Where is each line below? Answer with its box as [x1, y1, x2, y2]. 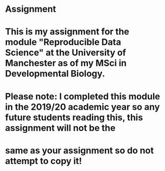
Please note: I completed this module [5, 90, 161, 102]
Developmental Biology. [5, 68, 105, 80]
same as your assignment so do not [5, 145, 154, 156]
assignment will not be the [5, 122, 116, 133]
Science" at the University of [5, 47, 126, 58]
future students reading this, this [5, 112, 143, 123]
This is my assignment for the [5, 26, 129, 38]
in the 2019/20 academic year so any [5, 101, 160, 112]
